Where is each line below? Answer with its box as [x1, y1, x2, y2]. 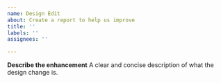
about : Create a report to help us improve [7, 17, 136, 24]
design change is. [7, 68, 58, 77]
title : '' [7, 23, 36, 30]
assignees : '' [7, 36, 49, 43]
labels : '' [7, 29, 39, 37]
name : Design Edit [7, 10, 60, 17]
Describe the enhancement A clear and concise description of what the [7, 61, 214, 69]
